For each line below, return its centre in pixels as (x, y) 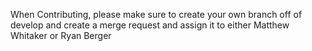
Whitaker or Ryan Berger (61, 35)
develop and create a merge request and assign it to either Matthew (150, 25)
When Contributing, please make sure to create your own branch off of (156, 14)
